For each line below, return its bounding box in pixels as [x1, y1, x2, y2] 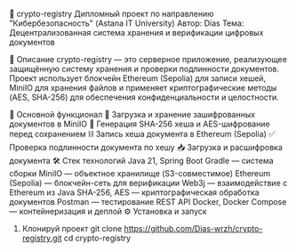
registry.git [21, 232, 62, 243]
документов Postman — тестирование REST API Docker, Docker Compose [9, 197, 287, 207]
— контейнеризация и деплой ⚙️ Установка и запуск [9, 206, 207, 216]
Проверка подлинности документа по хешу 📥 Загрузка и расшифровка [9, 142, 283, 152]
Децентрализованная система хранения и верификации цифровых [9, 28, 264, 37]
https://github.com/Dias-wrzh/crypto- [124, 224, 263, 233]
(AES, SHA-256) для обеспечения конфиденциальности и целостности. [9, 92, 280, 102]
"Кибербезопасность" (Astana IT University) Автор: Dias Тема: [9, 18, 244, 28]
